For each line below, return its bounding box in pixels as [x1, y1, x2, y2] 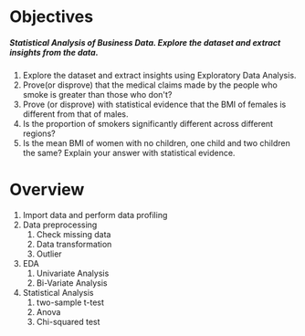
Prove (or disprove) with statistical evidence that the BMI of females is [22, 99, 287, 110]
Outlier [36, 248, 62, 259]
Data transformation [36, 239, 112, 250]
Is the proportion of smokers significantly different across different [22, 119, 274, 130]
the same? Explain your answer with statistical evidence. [22, 148, 236, 159]
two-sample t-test [36, 297, 105, 308]
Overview [9, 180, 85, 200]
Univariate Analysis [36, 268, 110, 279]
